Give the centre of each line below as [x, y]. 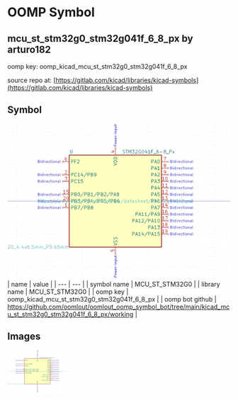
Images [24, 337]
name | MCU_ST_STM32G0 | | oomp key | [68, 292]
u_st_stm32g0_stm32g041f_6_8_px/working [70, 314]
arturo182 [29, 49]
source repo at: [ [32, 80]
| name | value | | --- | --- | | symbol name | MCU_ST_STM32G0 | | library [114, 284]
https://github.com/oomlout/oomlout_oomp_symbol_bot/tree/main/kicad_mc [119, 307]
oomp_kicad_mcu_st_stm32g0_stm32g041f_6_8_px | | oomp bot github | [112, 299]
